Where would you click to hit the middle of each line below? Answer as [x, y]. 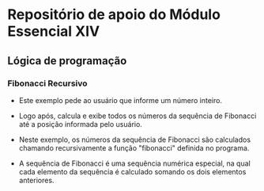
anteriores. [36, 180]
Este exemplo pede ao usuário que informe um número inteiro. [121, 100]
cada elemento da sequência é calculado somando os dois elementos [132, 171]
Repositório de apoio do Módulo [114, 15]
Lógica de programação [67, 61]
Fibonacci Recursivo [47, 83]
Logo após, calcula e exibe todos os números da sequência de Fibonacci [138, 116]
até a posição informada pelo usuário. [81, 124]
